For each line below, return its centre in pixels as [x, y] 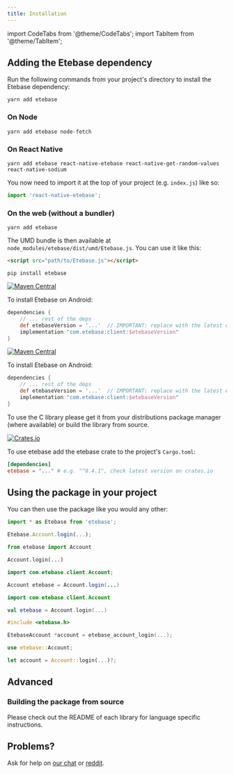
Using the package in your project [82, 492]
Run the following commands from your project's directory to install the [109, 79]
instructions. [25, 725]
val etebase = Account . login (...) [57, 610]
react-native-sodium [37, 170]
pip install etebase [37, 273]
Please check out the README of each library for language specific [104, 717]
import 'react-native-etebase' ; [54, 196]
